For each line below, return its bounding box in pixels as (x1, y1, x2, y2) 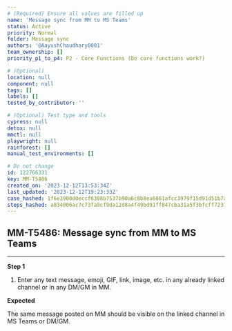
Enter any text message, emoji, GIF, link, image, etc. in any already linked (17, 276, 224, 284)
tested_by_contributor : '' (7, 99, 85, 107)
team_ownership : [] (7, 49, 64, 56)
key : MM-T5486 (7, 176, 48, 183)
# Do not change (7, 163, 54, 170)
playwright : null (7, 137, 57, 145)
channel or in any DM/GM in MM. (17, 283, 112, 292)
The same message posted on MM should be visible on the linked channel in (7, 310, 225, 318)
